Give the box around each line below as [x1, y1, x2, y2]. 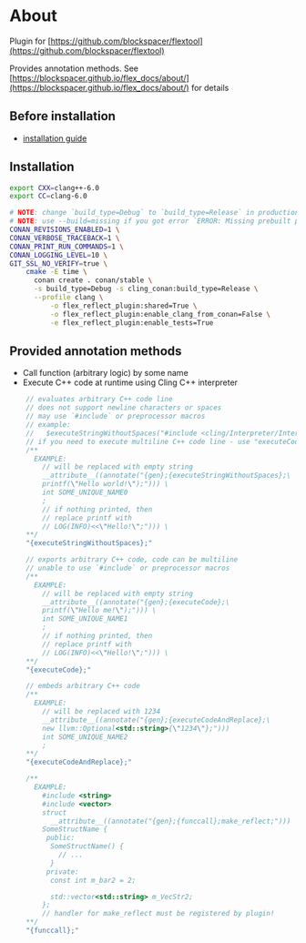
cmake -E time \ [25, 268, 88, 277]
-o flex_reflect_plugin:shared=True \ [49, 301, 198, 310]
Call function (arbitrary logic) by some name [22, 368, 189, 379]
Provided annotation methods [9, 343, 182, 359]
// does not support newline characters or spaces [25, 403, 222, 412]
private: [46, 867, 79, 877]
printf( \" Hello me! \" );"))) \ [42, 606, 157, 615]
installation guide [22, 133, 87, 144]
